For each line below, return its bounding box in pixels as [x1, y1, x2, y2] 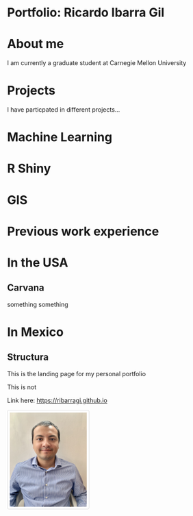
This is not [7, 382, 36, 391]
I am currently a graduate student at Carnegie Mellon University [7, 59, 187, 67]
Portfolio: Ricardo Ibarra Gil [7, 5, 165, 21]
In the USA [7, 255, 68, 270]
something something [7, 300, 68, 308]
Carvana [7, 282, 44, 294]
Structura [7, 352, 49, 363]
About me [7, 36, 64, 52]
